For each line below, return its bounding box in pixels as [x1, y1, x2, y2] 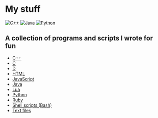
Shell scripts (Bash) [12, 102, 52, 108]
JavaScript [12, 76, 34, 82]
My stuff [5, 3, 41, 15]
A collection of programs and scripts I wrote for [5, 34, 153, 42]
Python [12, 91, 27, 97]
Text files [12, 107, 31, 113]
